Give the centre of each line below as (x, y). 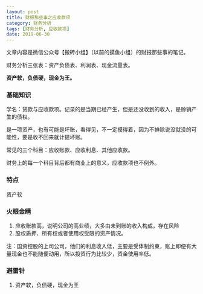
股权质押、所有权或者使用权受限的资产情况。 (71, 234)
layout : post (23, 12)
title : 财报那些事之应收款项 (38, 18)
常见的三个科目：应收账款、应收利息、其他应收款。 (70, 150)
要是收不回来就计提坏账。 (54, 137)
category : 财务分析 (29, 23)
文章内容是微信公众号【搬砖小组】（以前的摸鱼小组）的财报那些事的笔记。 (98, 53)
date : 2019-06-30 (28, 34)
